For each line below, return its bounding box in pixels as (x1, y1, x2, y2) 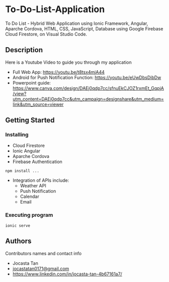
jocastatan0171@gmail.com (12, 265, 70, 271)
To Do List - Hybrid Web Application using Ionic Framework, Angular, (5, 20, 148, 26)
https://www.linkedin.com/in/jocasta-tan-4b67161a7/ (12, 271, 123, 277)
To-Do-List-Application (5, 4, 105, 15)
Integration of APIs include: (12, 177, 70, 183)
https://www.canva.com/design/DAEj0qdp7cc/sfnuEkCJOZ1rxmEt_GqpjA (12, 85, 164, 91)
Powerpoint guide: (12, 79, 51, 86)
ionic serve (5, 223, 30, 228)
